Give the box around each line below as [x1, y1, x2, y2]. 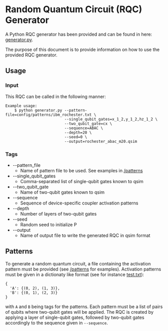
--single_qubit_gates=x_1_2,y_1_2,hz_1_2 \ [64, 116, 158, 122]
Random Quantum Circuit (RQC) [5, 4, 143, 15]
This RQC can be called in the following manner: [5, 93, 106, 100]
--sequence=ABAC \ [64, 126, 103, 131]
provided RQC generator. [5, 52, 57, 58]
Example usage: [5, 103, 38, 108]
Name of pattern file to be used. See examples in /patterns [20, 167, 143, 173]
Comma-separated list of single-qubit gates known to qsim [20, 178, 144, 184]
